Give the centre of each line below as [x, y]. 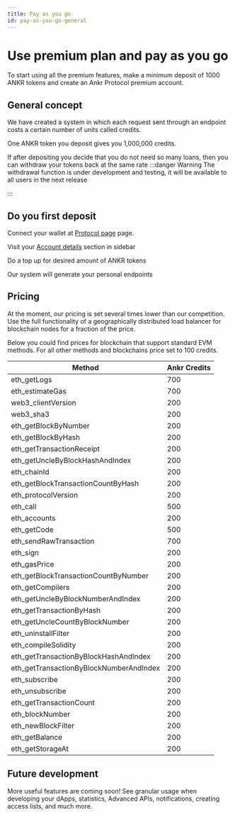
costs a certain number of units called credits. [74, 130]
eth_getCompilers [40, 587]
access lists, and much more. [50, 806]
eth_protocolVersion [45, 495]
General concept [45, 105]
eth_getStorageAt [40, 748]
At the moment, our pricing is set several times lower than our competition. [116, 314]
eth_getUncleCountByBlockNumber [70, 622]
